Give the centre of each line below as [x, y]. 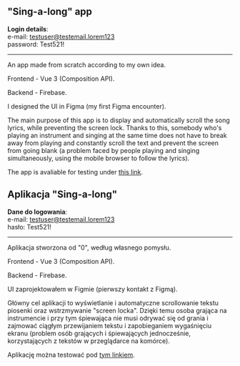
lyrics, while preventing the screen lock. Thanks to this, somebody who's [115, 127]
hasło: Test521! [29, 227]
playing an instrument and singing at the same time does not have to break [117, 135]
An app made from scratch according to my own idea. [87, 64]
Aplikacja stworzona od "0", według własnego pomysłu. [89, 247]
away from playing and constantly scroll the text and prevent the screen [113, 143]
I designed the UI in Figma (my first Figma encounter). [87, 106]
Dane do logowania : [37, 212]
